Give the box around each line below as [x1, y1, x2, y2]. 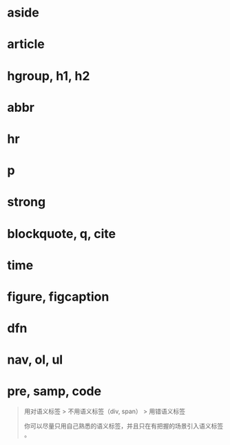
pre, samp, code [7, 384, 102, 399]
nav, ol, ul [7, 352, 63, 368]
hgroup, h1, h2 [7, 68, 90, 83]
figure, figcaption [7, 288, 109, 304]
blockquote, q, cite [7, 226, 116, 241]
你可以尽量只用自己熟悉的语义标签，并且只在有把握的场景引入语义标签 [23, 422, 224, 431]
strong [7, 195, 46, 210]
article [7, 37, 45, 52]
